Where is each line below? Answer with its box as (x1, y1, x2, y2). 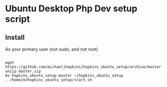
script (5, 13, 30, 25)
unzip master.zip (5, 69, 41, 74)
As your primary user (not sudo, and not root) (5, 46, 98, 52)
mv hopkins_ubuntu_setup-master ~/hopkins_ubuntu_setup (5, 73, 123, 78)
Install (5, 33, 25, 42)
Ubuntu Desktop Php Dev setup (5, 3, 138, 14)
